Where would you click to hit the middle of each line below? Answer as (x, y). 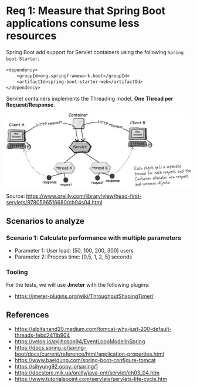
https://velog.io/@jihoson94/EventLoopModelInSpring (80, 341)
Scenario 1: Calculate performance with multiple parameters (94, 238)
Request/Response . (31, 105)
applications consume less (73, 23)
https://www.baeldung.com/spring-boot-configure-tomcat (85, 360)
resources (31, 36)
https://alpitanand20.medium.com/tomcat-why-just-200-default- (93, 329)
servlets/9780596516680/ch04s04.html (54, 203)
